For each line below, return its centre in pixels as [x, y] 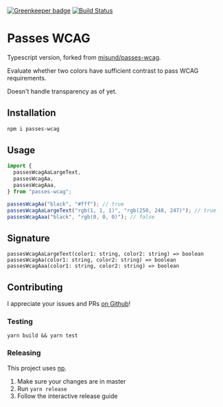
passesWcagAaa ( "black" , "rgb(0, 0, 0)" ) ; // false [81, 217]
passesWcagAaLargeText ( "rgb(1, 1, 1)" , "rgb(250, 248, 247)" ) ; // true [111, 210]
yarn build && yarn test [43, 336]
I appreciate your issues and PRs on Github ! [69, 304]
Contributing [35, 287]
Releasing [24, 353]
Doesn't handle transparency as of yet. [62, 91]
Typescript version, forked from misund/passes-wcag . [84, 57]
